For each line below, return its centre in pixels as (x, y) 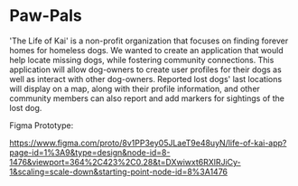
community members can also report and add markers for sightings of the (147, 98)
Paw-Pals (46, 16)
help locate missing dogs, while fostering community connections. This (142, 60)
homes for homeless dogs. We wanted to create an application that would (146, 50)
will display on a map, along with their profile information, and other (135, 88)
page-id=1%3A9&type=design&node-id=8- (90, 152)
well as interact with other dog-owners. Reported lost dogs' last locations (146, 79)
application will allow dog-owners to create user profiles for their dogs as (145, 70)
